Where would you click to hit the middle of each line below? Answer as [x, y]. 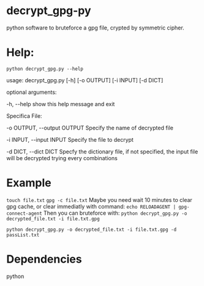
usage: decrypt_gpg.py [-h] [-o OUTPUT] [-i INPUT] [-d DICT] [85, 80]
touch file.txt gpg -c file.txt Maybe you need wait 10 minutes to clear [100, 199]
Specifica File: [24, 116]
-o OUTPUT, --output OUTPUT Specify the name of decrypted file [90, 128]
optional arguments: [32, 92]
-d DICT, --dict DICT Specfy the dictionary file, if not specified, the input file [102, 152]
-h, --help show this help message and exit [61, 104]
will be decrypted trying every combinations [62, 158]
